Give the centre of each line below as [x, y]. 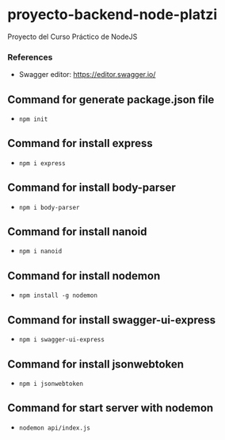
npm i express [42, 163]
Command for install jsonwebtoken [95, 364]
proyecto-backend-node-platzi [113, 15]
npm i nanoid [40, 252]
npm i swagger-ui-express [61, 340]
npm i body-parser [49, 207]
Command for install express [80, 143]
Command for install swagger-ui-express [111, 320]
